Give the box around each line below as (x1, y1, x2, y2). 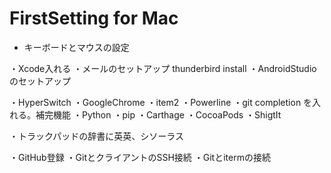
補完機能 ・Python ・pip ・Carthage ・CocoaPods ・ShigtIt (35, 108, 282, 121)
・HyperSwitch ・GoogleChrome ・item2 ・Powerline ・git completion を (9, 96, 313, 108)
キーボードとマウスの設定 (23, 41, 130, 53)
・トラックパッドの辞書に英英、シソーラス (9, 130, 185, 142)
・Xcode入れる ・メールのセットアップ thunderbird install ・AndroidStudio (9, 62, 317, 74)
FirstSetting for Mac (9, 7, 179, 30)
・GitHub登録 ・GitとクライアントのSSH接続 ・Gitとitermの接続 (9, 151, 271, 163)
